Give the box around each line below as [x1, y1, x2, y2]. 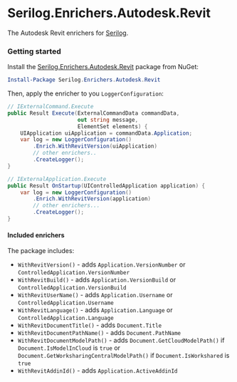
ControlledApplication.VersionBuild [17, 284, 127, 291]
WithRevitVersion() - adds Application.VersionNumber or [17, 260, 186, 269]
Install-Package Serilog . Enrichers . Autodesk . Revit [7, 76, 161, 83]
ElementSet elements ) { [77, 123, 148, 130]
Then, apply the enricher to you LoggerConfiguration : [7, 89, 164, 98]
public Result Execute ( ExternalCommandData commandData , [7, 109, 180, 117]
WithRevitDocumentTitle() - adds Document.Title [17, 321, 162, 329]
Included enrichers [7, 230, 65, 239]
